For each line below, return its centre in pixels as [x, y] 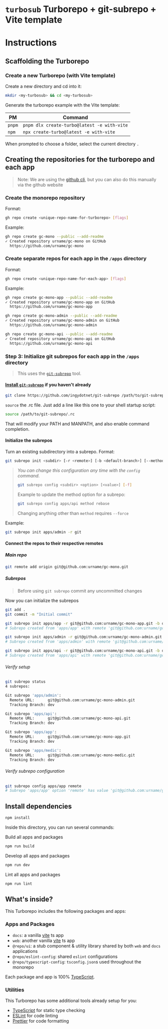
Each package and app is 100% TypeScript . [50, 976]
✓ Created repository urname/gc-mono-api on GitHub [60, 339]
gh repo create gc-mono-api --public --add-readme [59, 334]
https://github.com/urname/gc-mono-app [51, 307]
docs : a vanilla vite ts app [38, 935]
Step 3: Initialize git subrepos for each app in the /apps [72, 356]
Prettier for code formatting [40, 1021]
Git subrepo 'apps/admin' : [33, 695]
